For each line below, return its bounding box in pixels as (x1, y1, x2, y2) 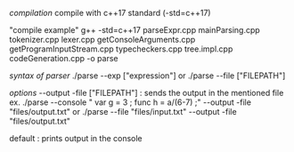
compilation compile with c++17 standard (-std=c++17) (9, 8, 211, 18)
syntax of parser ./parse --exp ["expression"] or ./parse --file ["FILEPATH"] (9, 70, 286, 81)
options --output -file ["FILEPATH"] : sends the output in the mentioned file (9, 88, 284, 98)
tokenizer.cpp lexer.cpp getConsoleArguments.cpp (9, 35, 196, 44)
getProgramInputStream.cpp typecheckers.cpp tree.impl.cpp (9, 44, 233, 54)
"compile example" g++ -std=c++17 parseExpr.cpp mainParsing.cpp (9, 25, 260, 35)
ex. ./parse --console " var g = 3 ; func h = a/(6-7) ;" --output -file (9, 97, 252, 108)
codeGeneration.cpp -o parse (9, 53, 118, 63)
